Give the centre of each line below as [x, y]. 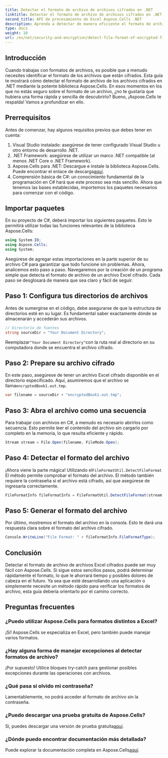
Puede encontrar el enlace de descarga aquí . [58, 171]
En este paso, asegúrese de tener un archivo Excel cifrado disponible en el [82, 375]
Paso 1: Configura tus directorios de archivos [77, 296]
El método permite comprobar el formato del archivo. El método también [79, 475]
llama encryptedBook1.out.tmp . [36, 386]
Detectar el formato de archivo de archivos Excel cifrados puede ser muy [80, 565]
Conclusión [23, 553]
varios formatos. [22, 637]
